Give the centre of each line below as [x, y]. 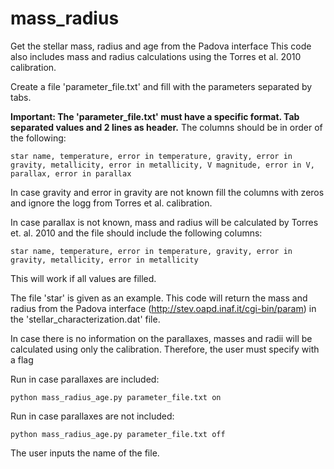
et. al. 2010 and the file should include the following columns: [136, 233]
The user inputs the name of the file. [85, 453]
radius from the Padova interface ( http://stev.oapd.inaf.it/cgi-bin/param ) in [163, 308]
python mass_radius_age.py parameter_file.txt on [116, 397]
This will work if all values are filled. [83, 278]
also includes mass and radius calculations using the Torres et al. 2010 [156, 56]
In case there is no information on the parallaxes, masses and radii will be [161, 338]
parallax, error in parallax [71, 173]
